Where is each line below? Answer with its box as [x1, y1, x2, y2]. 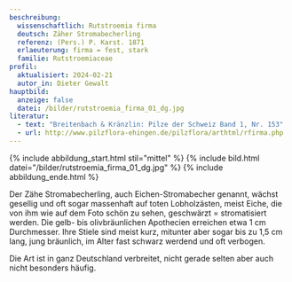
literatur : [9, 112, 50, 121]
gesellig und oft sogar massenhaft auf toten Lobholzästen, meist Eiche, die [9, 198, 282, 208]
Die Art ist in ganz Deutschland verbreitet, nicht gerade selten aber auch [9, 253, 273, 263]
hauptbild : [9, 87, 50, 96]
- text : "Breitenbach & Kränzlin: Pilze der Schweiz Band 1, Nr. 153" [17, 121, 284, 129]
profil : [9, 63, 38, 72]
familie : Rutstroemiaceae [17, 54, 114, 63]
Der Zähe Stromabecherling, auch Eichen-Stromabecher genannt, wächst [9, 188, 279, 200]
